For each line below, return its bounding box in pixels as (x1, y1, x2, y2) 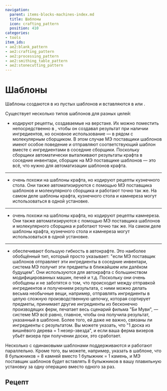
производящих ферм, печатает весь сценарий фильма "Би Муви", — (12, 306, 159, 312)
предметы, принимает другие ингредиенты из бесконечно (12, 301, 138, 307)
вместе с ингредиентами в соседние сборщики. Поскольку (12, 147, 140, 153)
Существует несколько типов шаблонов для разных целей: (5, 111, 132, 117)
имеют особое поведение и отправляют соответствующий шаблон (12, 142, 156, 148)
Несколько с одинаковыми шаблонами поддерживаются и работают (5, 343, 153, 349)
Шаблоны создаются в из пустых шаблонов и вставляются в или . (5, 101, 146, 107)
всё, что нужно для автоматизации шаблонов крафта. (12, 163, 127, 169)
